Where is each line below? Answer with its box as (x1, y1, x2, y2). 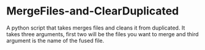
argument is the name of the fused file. (6, 37, 105, 44)
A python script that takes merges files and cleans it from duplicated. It (6, 24, 185, 31)
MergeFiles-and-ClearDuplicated (6, 4, 179, 18)
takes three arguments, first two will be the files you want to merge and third (6, 30, 199, 37)
